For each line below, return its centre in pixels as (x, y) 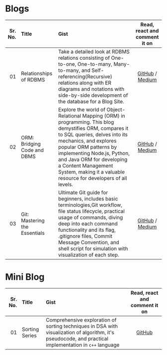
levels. (66, 184)
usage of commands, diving (90, 217)
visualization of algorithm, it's (80, 332)
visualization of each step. (88, 255)
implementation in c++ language (83, 345)
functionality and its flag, (87, 230)
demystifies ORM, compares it (93, 128)
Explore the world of (82, 109)
